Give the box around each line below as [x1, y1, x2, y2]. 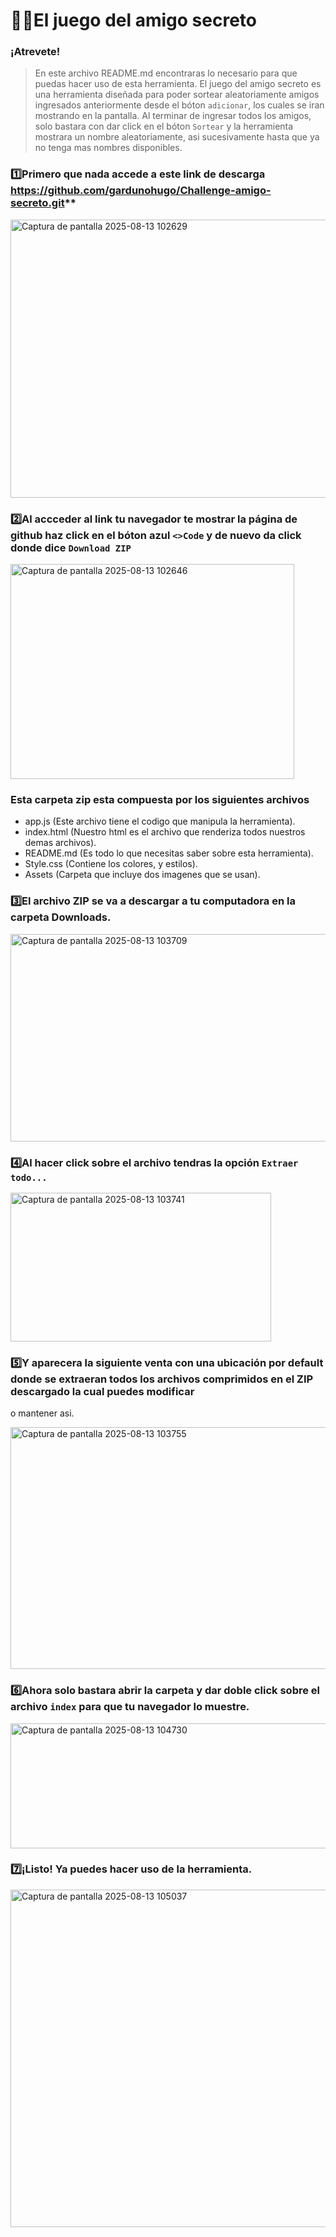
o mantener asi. [10, 1407, 75, 1419]
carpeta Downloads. [10, 910, 112, 924]
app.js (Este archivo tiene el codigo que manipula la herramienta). [24, 815, 296, 828]
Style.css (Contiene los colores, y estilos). [24, 858, 198, 870]
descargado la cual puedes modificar [10, 1384, 195, 1398]
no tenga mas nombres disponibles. [34, 142, 183, 154]
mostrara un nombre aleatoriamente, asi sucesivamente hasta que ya [34, 131, 320, 143]
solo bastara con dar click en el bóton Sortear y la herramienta [34, 120, 294, 133]
